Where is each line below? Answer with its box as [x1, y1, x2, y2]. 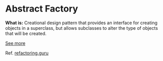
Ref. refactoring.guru [5, 50, 49, 56]
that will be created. [5, 30, 47, 36]
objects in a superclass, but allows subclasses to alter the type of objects [5, 25, 158, 31]
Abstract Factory [5, 3, 78, 15]
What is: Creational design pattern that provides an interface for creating [5, 20, 158, 26]
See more [5, 40, 26, 46]
